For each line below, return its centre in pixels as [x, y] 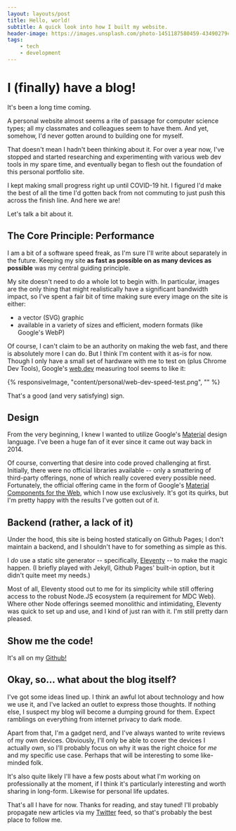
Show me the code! [50, 641]
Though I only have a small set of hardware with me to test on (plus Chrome [117, 361]
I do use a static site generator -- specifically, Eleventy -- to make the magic [118, 561]
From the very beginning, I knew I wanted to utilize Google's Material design [117, 434]
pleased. [20, 619]
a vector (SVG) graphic [51, 318]
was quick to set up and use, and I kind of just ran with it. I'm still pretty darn [118, 611]
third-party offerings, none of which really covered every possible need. [112, 478]
